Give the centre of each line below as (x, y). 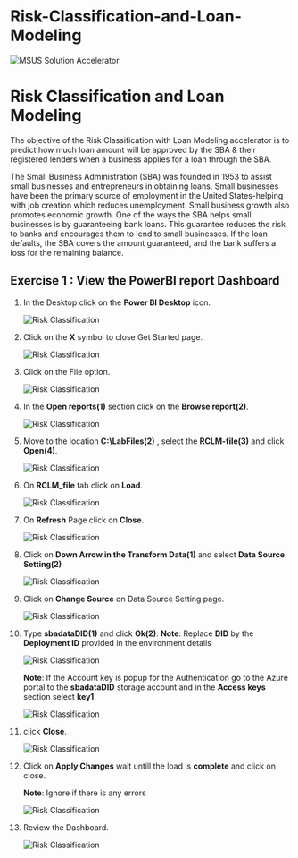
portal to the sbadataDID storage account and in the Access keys (144, 687)
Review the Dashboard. (66, 827)
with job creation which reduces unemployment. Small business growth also (150, 205)
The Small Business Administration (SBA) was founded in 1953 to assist (141, 176)
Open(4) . (40, 450)
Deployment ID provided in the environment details (117, 642)
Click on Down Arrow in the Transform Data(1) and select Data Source (154, 554)
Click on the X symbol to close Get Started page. (113, 336)
